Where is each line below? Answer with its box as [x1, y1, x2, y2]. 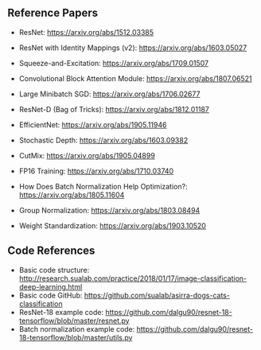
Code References [7, 244, 95, 258]
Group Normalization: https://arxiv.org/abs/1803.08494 [18, 205, 201, 215]
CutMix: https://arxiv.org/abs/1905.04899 [18, 150, 156, 160]
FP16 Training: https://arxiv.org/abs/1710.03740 [18, 166, 174, 176]
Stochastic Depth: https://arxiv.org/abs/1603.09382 [18, 135, 189, 145]
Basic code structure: [18, 265, 90, 274]
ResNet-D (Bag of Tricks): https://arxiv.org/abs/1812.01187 [18, 104, 210, 114]
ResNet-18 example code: [18, 307, 104, 317]
